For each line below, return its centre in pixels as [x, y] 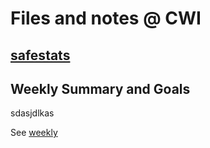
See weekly [34, 133]
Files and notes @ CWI [106, 18]
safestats [40, 55]
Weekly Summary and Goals [100, 88]
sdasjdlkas [32, 113]
